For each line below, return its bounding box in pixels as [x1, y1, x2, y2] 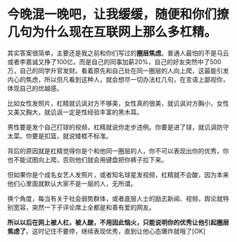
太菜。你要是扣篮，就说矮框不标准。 [7, 131, 113, 140]
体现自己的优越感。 [7, 84, 63, 92]
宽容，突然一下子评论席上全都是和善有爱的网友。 [13, 202, 155, 212]
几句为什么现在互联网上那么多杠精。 [7, 24, 217, 40]
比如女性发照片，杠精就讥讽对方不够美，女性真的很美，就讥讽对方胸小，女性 [7, 99, 229, 107]
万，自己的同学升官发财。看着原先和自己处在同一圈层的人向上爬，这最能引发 [7, 66, 229, 75]
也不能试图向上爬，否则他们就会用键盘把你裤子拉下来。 [7, 155, 167, 164]
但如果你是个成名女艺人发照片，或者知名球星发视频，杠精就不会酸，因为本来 [7, 170, 229, 179]
